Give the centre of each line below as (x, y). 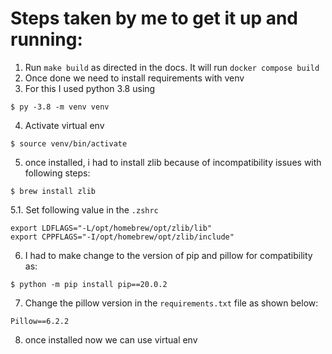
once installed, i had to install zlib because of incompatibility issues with (173, 162)
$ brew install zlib (53, 191)
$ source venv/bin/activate (69, 143)
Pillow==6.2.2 (40, 321)
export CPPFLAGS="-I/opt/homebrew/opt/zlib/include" (122, 237)
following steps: (57, 173)
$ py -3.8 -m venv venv (60, 107)
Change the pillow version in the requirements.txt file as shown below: (171, 303)
